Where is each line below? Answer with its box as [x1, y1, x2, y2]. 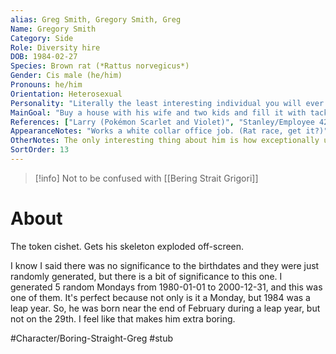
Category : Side [10, 33, 74, 43]
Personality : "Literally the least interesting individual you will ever [10, 98, 325, 108]
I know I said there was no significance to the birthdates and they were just [10, 259, 320, 271]
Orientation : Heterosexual [10, 89, 123, 99]
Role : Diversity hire [10, 42, 101, 53]
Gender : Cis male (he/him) [10, 71, 123, 81]
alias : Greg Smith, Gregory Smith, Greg [10, 14, 182, 25]
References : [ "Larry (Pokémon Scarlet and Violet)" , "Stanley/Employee [10, 117, 315, 127]
